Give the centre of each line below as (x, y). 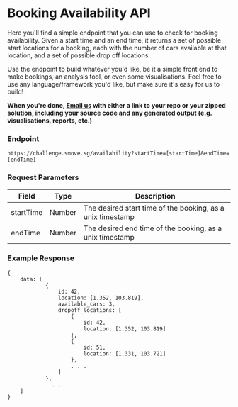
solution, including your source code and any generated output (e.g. (110, 113)
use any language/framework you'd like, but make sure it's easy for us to (114, 84)
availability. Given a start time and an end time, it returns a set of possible (114, 40)
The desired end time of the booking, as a (152, 228)
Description (155, 196)
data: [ (31, 279)
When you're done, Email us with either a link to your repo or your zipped (117, 105)
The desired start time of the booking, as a (154, 208)
